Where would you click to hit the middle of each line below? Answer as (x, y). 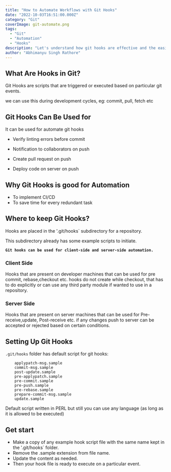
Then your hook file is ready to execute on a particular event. (77, 464)
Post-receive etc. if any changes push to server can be (96, 320)
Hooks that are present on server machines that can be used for (73, 315)
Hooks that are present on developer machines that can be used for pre (80, 274)
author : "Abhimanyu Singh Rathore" (43, 53)
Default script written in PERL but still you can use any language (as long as (84, 408)
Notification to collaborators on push (51, 149)
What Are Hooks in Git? (43, 73)
